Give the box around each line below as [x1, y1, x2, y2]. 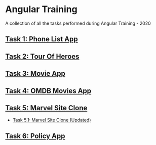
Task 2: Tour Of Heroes [5, 52, 80, 61]
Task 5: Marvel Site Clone [5, 104, 88, 112]
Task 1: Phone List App [5, 35, 78, 43]
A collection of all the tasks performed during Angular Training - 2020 [5, 20, 151, 26]
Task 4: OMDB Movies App [5, 86, 92, 95]
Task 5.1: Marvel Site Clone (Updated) [12, 117, 91, 123]
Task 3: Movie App [5, 69, 66, 78]
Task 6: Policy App [5, 131, 65, 140]
